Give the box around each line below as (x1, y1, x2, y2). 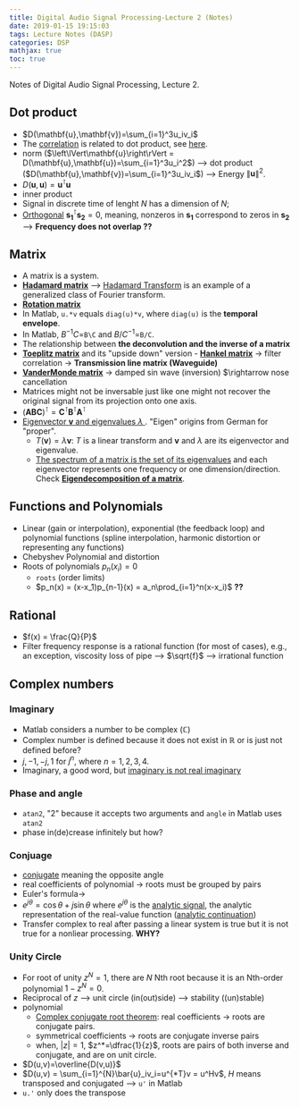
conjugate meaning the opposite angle (21, 869, 164, 881)
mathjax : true (9, 46, 62, 55)
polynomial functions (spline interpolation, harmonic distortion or (21, 532, 261, 543)
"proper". (21, 426, 56, 436)
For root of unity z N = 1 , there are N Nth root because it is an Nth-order (21, 971, 284, 983)
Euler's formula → (21, 889, 87, 900)
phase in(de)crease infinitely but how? (21, 826, 163, 837)
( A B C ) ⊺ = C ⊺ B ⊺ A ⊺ (21, 405, 87, 417)
